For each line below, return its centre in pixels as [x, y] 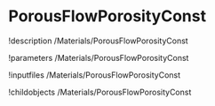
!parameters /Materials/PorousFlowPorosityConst [99, 57]
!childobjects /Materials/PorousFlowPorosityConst [100, 92]
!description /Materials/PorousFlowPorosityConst [98, 41]
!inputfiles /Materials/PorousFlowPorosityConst [95, 75]
